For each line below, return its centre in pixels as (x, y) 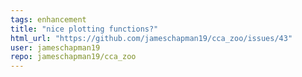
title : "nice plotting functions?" (84, 29)
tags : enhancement (48, 19)
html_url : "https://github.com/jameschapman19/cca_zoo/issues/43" (151, 38)
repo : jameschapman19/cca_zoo (73, 57)
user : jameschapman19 (55, 47)
